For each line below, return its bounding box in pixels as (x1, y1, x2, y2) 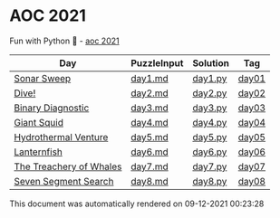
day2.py (192, 87, 227, 100)
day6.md (130, 146, 169, 158)
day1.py (192, 71, 227, 84)
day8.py (192, 175, 227, 187)
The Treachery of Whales (14, 160, 122, 173)
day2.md (130, 87, 169, 100)
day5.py (192, 130, 227, 143)
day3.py (192, 101, 227, 114)
